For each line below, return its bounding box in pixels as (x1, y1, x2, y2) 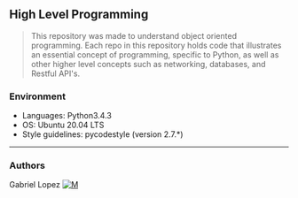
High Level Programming (9, 7, 149, 22)
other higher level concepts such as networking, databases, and (30, 58, 266, 69)
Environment (9, 90, 67, 103)
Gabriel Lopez (9, 179, 60, 190)
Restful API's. (30, 68, 81, 79)
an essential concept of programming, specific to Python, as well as (30, 49, 279, 60)
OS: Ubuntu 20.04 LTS (21, 119, 105, 131)
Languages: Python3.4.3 (21, 110, 113, 121)
